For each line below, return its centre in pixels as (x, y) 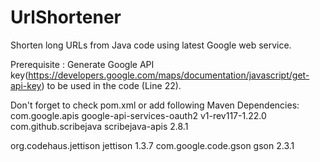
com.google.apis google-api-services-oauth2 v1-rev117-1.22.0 (138, 115)
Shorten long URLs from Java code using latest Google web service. (151, 45)
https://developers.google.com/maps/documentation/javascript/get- (169, 75)
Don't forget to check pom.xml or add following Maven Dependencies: (155, 105)
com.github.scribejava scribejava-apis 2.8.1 (99, 126)
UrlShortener (66, 17)
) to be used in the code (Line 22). (111, 85)
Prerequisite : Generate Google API (82, 64)
